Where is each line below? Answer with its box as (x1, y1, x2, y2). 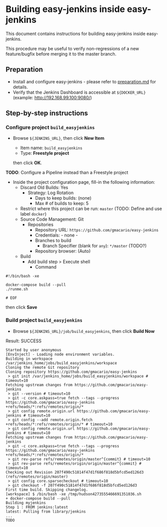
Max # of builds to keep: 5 (35, 201, 89, 207)
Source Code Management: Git (20, 216, 84, 223)
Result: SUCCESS (5, 338, 42, 344)
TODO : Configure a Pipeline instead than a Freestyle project (5, 170, 128, 176)
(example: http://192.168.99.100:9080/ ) (12, 94, 92, 100)
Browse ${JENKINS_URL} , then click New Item (12, 135, 105, 141)
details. (12, 84, 28, 90)
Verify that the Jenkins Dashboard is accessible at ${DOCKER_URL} (12, 89, 146, 95)
